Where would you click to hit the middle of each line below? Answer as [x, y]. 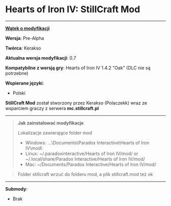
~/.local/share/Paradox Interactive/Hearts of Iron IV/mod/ [85, 159]
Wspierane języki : [25, 83]
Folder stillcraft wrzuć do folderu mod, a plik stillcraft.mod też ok [85, 174]
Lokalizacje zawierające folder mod [55, 133]
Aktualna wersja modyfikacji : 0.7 [41, 58]
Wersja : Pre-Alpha [25, 38]
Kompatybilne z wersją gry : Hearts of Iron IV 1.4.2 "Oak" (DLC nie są [78, 68]
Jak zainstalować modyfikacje [51, 123]
